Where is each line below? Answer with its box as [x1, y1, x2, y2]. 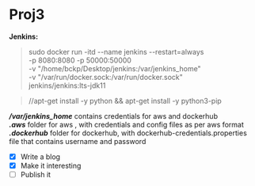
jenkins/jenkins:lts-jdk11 [28, 81, 106, 90]
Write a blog [20, 152, 61, 161]
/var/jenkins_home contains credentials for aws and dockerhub [9, 111, 219, 120]
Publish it [20, 170, 51, 180]
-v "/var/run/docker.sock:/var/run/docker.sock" [28, 72, 183, 82]
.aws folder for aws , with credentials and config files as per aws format [9, 120, 245, 129]
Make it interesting [20, 161, 82, 170]
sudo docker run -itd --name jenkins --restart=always [28, 47, 204, 56]
